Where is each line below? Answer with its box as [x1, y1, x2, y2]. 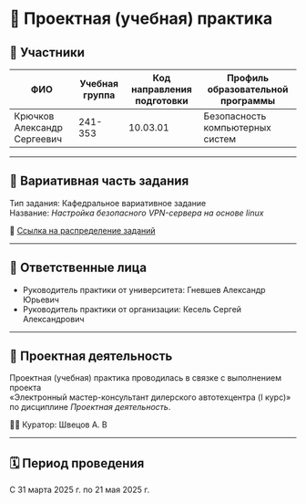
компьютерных [203, 121, 271, 133]
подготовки [135, 95, 189, 107]
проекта [9, 383, 42, 394]
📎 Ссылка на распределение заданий [9, 225, 157, 236]
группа [83, 89, 116, 101]
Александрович [22, 313, 85, 324]
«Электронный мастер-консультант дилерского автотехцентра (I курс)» [9, 392, 291, 403]
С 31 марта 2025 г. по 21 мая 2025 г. [9, 484, 150, 496]
